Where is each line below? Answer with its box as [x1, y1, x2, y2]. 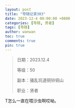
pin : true [5, 43, 25, 48]
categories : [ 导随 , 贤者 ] [5, 20, 55, 26]
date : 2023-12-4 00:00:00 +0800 [5, 16, 70, 21]
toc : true [5, 34, 25, 39]
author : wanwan [5, 29, 36, 34]
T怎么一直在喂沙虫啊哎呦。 [5, 97, 59, 104]
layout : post [5, 7, 31, 12]
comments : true [5, 39, 36, 43]
